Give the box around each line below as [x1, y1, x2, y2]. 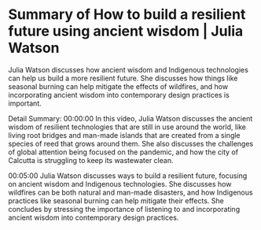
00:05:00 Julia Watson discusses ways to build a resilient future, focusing [8, 171, 248, 180]
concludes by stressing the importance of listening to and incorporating [8, 204, 241, 213]
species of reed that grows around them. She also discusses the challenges [8, 139, 254, 148]
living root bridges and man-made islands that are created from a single [8, 130, 241, 139]
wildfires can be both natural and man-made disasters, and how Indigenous [8, 187, 253, 197]
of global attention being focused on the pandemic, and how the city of [8, 147, 238, 157]
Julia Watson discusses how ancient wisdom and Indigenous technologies [8, 65, 249, 74]
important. [8, 98, 42, 108]
